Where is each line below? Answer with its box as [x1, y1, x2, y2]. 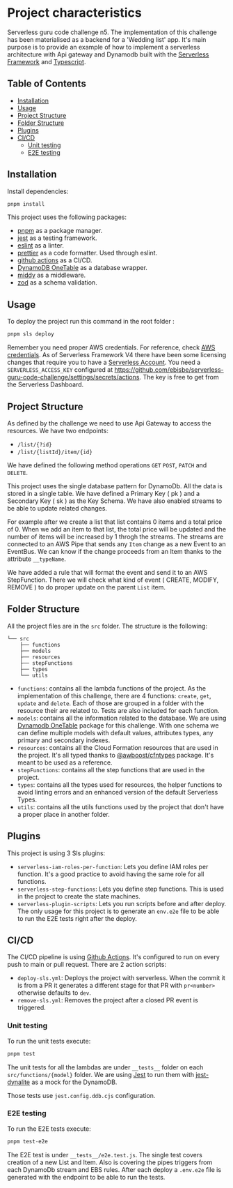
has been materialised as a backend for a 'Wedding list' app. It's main [7, 35, 207, 43]
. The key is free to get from [138, 373, 219, 382]
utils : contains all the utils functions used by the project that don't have [17, 802, 225, 811]
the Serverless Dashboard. [7, 380, 84, 389]
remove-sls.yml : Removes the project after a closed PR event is [17, 996, 198, 1005]
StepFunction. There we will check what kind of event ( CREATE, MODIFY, [7, 576, 219, 584]
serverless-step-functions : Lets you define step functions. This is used [17, 885, 224, 893]
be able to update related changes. [7, 504, 108, 512]
